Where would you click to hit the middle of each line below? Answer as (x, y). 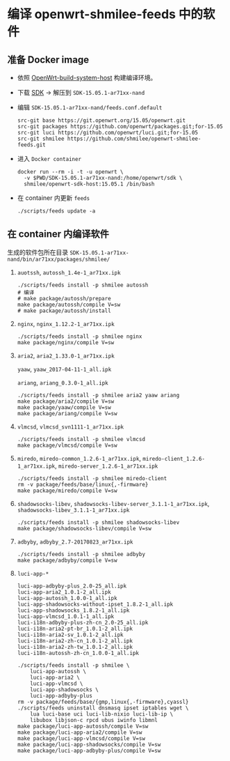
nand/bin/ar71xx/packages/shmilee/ (59, 259)
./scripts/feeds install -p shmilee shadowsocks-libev (98, 522)
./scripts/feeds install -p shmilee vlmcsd (81, 439)
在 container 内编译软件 (58, 234)
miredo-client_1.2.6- (173, 459)
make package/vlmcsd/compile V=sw (67, 445)
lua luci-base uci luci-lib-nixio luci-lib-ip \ (102, 714)
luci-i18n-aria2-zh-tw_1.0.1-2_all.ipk (75, 647)
